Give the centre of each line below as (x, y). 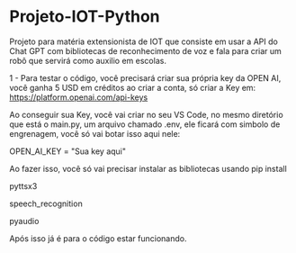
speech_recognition (46, 203)
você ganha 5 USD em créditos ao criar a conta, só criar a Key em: (133, 87)
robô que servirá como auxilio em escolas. (88, 60)
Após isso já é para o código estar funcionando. (98, 238)
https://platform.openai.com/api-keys (79, 97)
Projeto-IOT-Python (85, 17)
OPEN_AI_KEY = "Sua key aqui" (67, 151)
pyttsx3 (23, 185)
